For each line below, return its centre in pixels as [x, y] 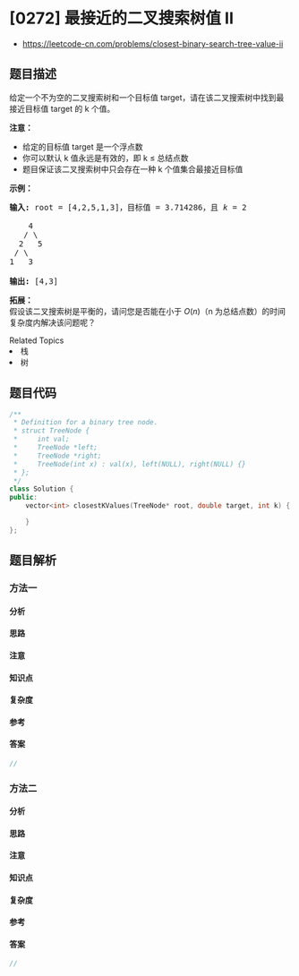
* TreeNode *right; [57, 456]
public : [24, 498]
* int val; [41, 440]
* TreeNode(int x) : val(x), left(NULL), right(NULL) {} [129, 464]
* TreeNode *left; [56, 448]
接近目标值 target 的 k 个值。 [62, 108]
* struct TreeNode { [51, 431]
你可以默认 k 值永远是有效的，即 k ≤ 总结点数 [106, 158]
